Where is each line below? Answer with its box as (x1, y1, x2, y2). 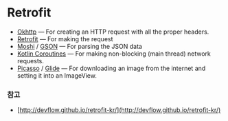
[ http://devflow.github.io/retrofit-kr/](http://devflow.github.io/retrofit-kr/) (16, 106, 221, 114)
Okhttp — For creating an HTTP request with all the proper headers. (16, 27, 209, 36)
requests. (16, 56, 45, 65)
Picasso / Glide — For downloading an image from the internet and (16, 64, 206, 72)
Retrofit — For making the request (16, 34, 113, 43)
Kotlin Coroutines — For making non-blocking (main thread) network (16, 49, 212, 58)
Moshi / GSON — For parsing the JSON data (16, 42, 143, 50)
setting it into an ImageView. (16, 71, 98, 80)
